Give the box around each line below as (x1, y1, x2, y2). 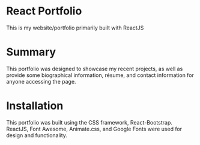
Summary (6, 45, 56, 59)
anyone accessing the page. (6, 78, 76, 85)
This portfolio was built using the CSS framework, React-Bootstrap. (6, 119, 172, 126)
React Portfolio (6, 4, 82, 18)
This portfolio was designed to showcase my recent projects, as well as (6, 65, 183, 72)
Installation (6, 99, 64, 113)
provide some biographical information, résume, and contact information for (6, 71, 194, 79)
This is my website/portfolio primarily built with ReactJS (6, 24, 144, 31)
